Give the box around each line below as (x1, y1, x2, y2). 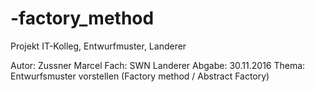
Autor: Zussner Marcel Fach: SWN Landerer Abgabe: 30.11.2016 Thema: (10, 59, 306, 71)
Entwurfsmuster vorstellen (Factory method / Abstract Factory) (10, 70, 270, 82)
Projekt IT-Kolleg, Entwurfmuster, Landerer (10, 40, 187, 52)
